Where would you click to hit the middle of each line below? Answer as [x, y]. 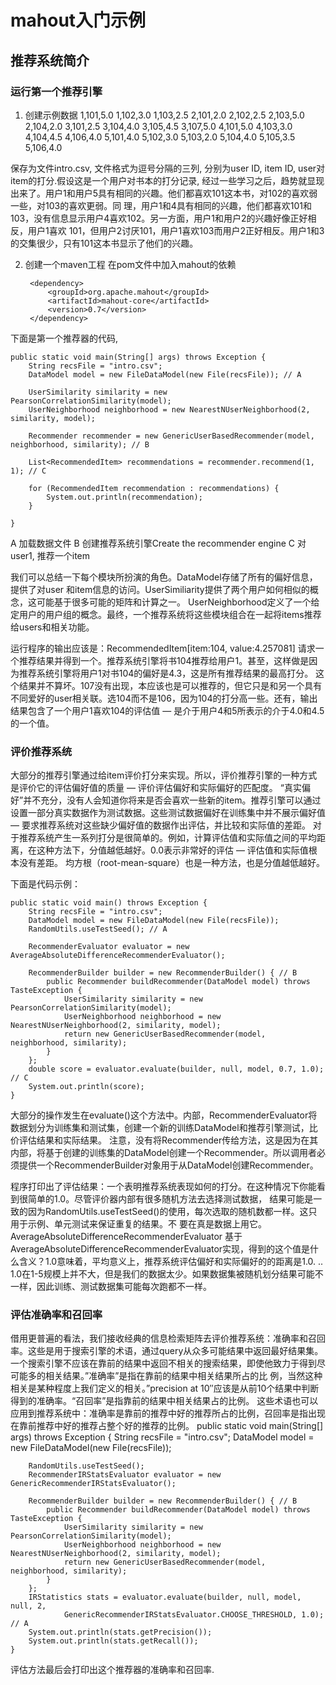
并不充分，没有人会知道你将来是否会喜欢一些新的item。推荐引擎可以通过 [172, 800]
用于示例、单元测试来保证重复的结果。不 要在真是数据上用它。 [138, 1224]
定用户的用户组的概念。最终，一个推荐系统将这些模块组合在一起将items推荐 [166, 614]
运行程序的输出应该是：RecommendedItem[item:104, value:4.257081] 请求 [163, 648]
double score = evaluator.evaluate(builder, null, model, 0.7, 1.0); [176, 1069]
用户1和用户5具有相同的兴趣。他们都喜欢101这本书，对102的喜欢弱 [181, 193]
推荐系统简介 [50, 60]
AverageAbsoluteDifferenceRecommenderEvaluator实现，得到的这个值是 [160, 1249]
